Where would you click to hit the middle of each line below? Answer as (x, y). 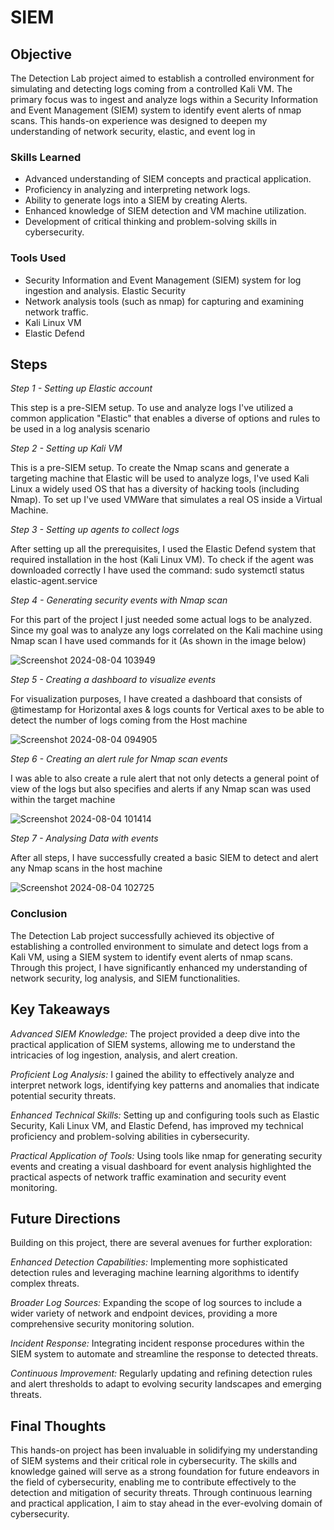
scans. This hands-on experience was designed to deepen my (139, 120)
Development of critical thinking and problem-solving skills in (151, 222)
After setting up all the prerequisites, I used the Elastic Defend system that (163, 549)
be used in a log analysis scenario (80, 429)
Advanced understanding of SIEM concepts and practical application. (168, 179)
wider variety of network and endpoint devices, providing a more (144, 1313)
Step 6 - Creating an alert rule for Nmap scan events (119, 759)
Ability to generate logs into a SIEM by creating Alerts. (136, 200)
